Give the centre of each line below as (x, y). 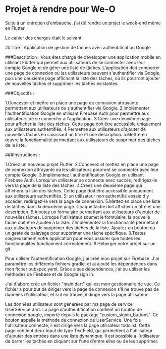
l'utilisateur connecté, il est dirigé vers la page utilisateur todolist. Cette (78, 325)
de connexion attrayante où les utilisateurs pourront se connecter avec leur (82, 170)
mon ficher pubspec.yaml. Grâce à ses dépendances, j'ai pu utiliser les (78, 269)
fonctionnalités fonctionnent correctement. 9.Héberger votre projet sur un (81, 243)
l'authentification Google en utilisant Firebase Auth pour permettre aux (77, 113)
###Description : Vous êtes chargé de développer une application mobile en (83, 57)
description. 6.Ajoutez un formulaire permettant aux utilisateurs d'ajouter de (83, 212)
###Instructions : (23, 155)
